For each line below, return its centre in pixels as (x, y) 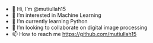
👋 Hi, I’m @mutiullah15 (39, 9)
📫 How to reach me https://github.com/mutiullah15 (74, 34)
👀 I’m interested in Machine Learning (57, 15)
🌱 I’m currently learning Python (50, 21)
